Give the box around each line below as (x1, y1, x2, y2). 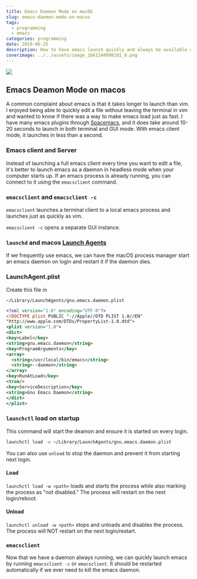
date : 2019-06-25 (6, 42, 49, 48)
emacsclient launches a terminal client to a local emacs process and (6, 206, 171, 214)
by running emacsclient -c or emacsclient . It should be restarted (6, 560, 162, 567)
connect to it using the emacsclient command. (6, 178, 118, 185)
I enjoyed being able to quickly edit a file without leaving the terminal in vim (6, 107, 188, 114)
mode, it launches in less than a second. (6, 131, 104, 138)
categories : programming (6, 36, 67, 42)
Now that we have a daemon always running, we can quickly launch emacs (6, 554, 188, 561)
